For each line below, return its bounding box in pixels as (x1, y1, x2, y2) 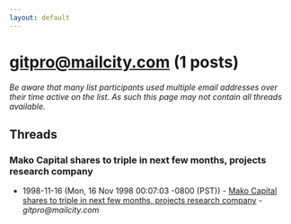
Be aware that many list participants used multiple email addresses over (9, 82, 278, 93)
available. (9, 101, 47, 112)
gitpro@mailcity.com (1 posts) (9, 51, 240, 72)
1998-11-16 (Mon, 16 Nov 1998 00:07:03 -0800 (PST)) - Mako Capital (22, 185, 278, 196)
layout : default (9, 13, 70, 22)
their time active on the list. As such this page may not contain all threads (9, 91, 283, 102)
